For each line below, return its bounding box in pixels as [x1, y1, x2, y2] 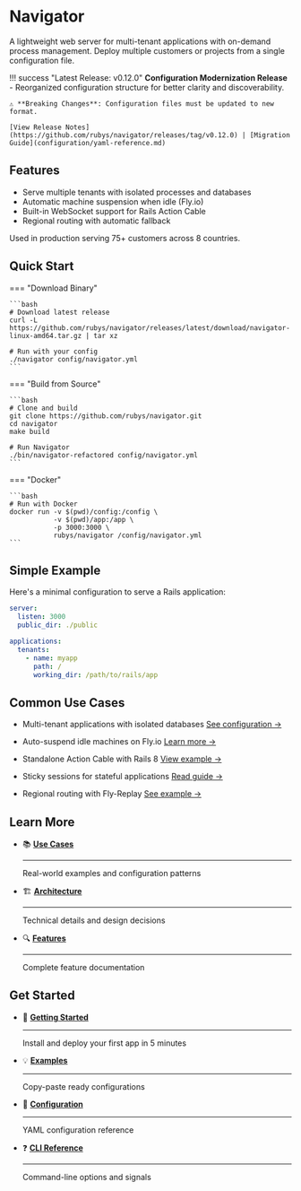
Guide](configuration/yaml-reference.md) [9, 138, 167, 147]
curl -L [9, 316, 39, 325]
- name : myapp [25, 653, 78, 663]
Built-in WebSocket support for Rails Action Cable [21, 205, 206, 216]
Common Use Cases [9, 695, 125, 710]
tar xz [93, 331, 118, 340]
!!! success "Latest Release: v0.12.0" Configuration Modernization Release [9, 72, 288, 83]
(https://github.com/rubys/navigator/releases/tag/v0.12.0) [9, 130, 239, 140]
